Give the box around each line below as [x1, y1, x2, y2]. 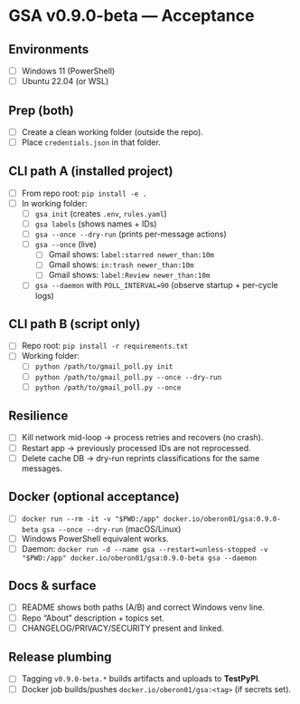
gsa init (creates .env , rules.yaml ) [34, 208, 168, 218]
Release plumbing [8, 650, 112, 665]
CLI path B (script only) [8, 316, 141, 332]
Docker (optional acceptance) [8, 489, 180, 505]
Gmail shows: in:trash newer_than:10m [48, 259, 194, 270]
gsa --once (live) [34, 239, 97, 250]
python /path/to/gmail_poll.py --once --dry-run [34, 372, 222, 381]
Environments [8, 42, 89, 57]
